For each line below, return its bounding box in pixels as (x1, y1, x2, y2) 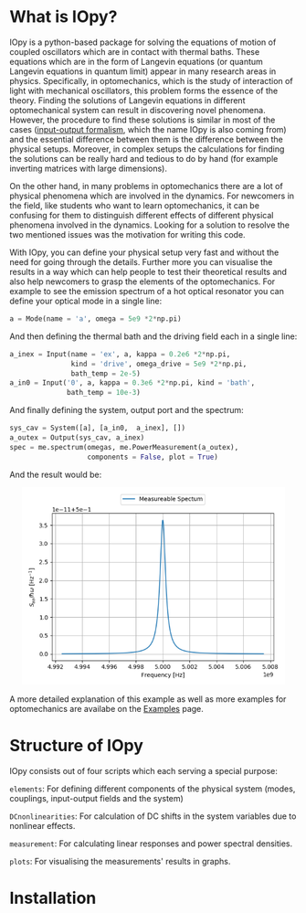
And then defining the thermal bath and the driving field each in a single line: (9, 331, 298, 342)
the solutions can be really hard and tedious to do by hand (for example (9, 153, 279, 164)
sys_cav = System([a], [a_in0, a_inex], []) (9, 423, 185, 433)
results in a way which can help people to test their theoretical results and (9, 266, 288, 277)
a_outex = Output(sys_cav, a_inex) (9, 433, 145, 442)
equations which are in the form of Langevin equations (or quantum (9, 56, 263, 67)
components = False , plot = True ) (87, 452, 219, 462)
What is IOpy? (9, 6, 118, 27)
